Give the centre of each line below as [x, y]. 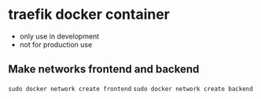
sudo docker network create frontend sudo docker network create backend [130, 89]
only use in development [59, 36]
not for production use [56, 44]
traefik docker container [89, 15]
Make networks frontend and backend [104, 70]
